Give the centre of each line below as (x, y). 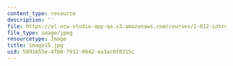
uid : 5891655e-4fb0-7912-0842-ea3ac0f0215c (71, 52)
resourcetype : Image (37, 39)
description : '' (31, 20)
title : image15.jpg (35, 45)
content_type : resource (42, 13)
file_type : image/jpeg (40, 33)
